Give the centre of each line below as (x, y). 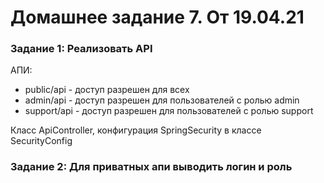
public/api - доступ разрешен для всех (107, 90)
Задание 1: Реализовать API (81, 49)
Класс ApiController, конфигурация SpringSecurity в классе (136, 130)
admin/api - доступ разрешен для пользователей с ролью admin (162, 100)
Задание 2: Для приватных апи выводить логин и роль (151, 167)
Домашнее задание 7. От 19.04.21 (157, 17)
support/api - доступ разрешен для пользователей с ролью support (169, 111)
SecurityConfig (41, 141)
